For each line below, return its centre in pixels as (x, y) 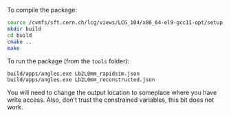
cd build (20, 35)
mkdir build (24, 29)
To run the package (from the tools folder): (68, 61)
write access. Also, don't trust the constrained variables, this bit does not (111, 100)
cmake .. (20, 42)
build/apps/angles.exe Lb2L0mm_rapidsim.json (73, 74)
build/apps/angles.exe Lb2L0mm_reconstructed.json (81, 80)
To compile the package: (42, 10)
